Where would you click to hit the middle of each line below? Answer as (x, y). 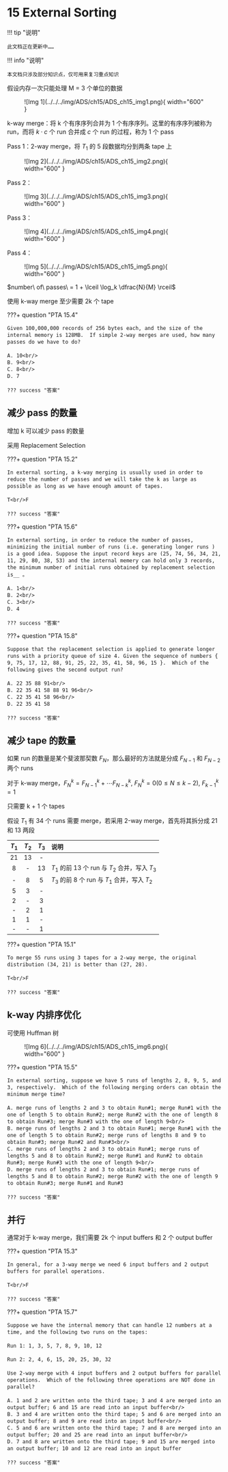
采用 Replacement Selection (46, 445)
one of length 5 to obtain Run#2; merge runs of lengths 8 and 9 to (106, 1135)
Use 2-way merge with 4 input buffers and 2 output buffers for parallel (114, 1373)
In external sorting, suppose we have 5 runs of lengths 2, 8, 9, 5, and (114, 1080)
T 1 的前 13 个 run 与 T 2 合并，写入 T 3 (104, 869)
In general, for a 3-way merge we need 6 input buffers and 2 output (108, 1265)
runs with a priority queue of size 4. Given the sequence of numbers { (113, 656)
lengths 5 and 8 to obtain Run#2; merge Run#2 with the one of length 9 (113, 1176)
